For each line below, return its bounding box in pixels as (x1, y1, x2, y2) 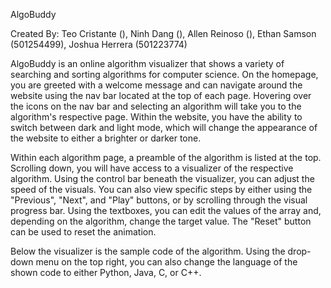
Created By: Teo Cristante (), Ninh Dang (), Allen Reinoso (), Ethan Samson (10, 28, 317, 39)
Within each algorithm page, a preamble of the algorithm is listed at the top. (10, 152, 322, 163)
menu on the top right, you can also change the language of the (35, 256, 298, 268)
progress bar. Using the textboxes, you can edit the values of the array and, (10, 205, 322, 216)
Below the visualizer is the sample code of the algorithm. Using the (10, 245, 286, 257)
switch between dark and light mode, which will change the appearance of (10, 122, 318, 133)
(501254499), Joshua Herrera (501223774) (10, 39, 188, 50)
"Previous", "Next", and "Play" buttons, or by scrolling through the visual (10, 194, 308, 206)
